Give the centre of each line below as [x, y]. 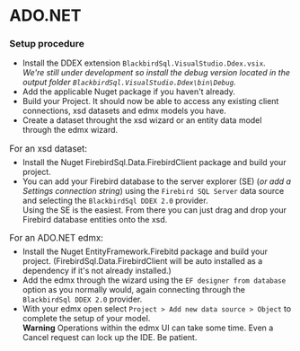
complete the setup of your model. [86, 319]
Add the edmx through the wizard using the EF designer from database [154, 280]
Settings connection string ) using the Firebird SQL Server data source [153, 190]
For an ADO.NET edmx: [56, 238]
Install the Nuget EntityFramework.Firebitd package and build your [145, 251]
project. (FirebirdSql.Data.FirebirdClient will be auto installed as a [142, 261]
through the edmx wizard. [70, 130]
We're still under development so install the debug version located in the [156, 73]
